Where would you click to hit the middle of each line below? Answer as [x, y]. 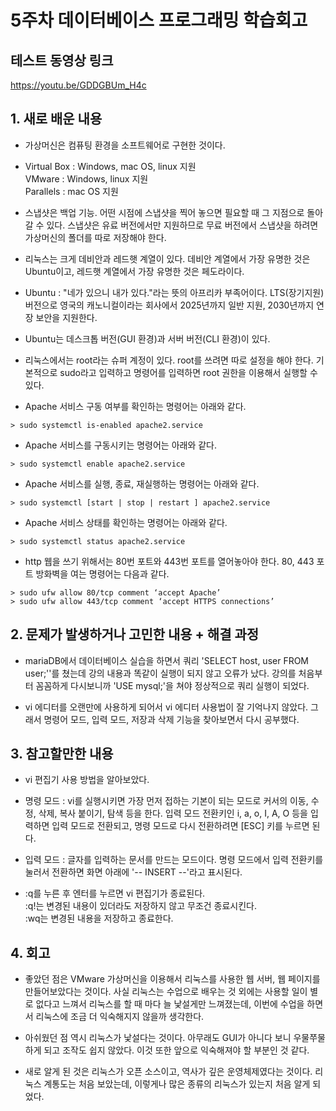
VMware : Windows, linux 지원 [86, 178]
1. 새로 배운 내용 [56, 119]
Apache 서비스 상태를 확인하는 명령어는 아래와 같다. [126, 522]
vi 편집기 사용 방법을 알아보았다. [87, 780]
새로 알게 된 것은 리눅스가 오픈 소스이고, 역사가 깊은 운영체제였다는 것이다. [168, 1072]
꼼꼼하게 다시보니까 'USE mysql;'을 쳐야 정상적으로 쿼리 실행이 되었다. [172, 685]
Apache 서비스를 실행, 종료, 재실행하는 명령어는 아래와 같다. [142, 483]
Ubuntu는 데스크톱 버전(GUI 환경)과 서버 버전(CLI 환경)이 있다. [147, 338]
